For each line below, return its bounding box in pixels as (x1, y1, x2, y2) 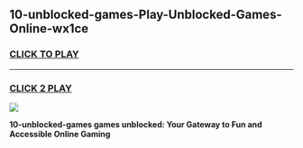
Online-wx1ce (9, 22, 88, 37)
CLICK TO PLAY (9, 48, 79, 61)
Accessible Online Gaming (9, 128, 111, 139)
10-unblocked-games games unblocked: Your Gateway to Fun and (9, 118, 263, 129)
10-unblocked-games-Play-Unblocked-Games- (9, 7, 282, 22)
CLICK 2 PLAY (9, 82, 72, 94)
